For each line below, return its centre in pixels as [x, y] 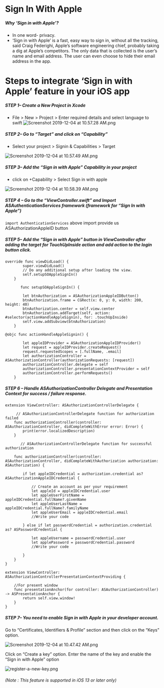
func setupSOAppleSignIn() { [50, 288]
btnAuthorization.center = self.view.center [69, 309]
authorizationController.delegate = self [66, 365]
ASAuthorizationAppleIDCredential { [42, 478]
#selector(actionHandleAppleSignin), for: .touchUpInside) [67, 318]
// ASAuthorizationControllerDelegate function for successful [86, 444]
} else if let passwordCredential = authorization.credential [87, 525]
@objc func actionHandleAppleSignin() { [47, 335]
